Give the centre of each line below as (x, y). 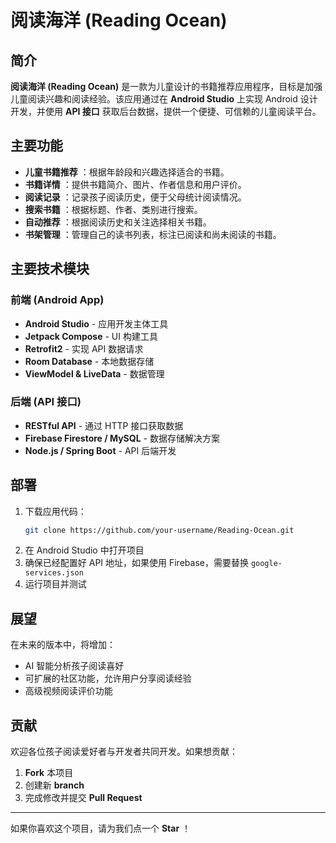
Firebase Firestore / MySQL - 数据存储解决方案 (122, 438)
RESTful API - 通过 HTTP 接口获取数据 (104, 425)
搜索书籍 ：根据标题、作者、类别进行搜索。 (113, 209)
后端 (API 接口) (46, 402)
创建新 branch (54, 785)
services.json (54, 573)
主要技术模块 (50, 269)
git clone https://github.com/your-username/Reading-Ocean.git (159, 530)
